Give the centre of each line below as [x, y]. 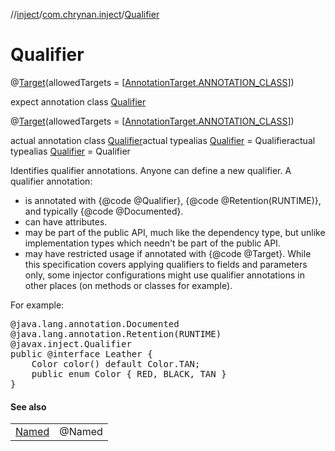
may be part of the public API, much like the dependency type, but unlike [175, 232]
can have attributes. [66, 221]
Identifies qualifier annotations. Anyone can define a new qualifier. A [151, 170]
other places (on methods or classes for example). [128, 285]
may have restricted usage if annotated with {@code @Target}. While [168, 253]
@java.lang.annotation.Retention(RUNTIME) [116, 333]
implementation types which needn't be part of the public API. [152, 243]
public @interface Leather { [81, 353]
